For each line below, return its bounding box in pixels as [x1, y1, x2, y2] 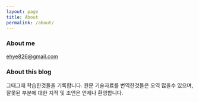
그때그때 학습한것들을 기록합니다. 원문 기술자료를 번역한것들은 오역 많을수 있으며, [6, 81, 194, 89]
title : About [6, 14, 39, 20]
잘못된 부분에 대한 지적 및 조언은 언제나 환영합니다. [6, 89, 124, 96]
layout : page [6, 8, 39, 15]
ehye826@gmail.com [6, 53, 58, 60]
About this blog [6, 68, 52, 76]
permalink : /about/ [6, 20, 55, 26]
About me [6, 39, 36, 47]
